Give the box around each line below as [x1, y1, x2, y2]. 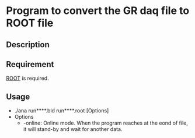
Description [6, 40, 50, 49]
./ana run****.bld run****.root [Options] [14, 107, 109, 114]
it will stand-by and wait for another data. [23, 126, 123, 133]
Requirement [6, 59, 54, 69]
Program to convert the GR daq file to [6, 4, 190, 17]
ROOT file [6, 16, 54, 30]
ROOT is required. [6, 75, 49, 82]
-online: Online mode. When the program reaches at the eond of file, [23, 119, 189, 126]
